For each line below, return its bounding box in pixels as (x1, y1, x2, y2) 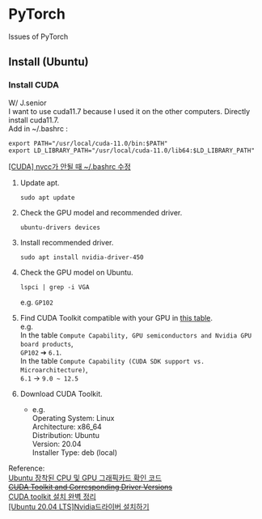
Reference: (8, 463, 45, 473)
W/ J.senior (8, 98, 47, 108)
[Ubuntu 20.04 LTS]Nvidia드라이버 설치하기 (8, 501, 150, 511)
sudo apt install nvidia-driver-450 (19, 253, 144, 262)
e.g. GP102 (19, 297, 54, 307)
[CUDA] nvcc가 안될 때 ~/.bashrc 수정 (8, 161, 131, 171)
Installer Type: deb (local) (32, 447, 118, 457)
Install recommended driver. (19, 237, 114, 247)
